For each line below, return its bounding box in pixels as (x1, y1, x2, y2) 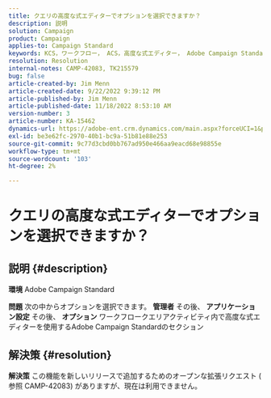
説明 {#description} (8, 261, 109, 275)
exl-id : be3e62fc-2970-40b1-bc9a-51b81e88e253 (8, 132, 168, 140)
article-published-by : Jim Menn (8, 95, 117, 103)
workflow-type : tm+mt (8, 147, 81, 155)
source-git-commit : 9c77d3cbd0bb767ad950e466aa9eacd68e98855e (8, 139, 222, 148)
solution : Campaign (8, 27, 74, 35)
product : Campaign (8, 34, 70, 43)
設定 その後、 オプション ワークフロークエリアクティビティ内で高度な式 (15, 312, 254, 322)
